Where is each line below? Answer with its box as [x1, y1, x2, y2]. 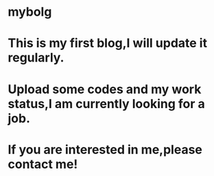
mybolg [8, 4, 52, 20]
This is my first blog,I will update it [8, 36, 208, 51]
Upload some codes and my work [8, 81, 202, 97]
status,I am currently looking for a [8, 96, 205, 112]
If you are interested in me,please [8, 142, 203, 158]
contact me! [8, 156, 78, 172]
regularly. [8, 50, 64, 66]
